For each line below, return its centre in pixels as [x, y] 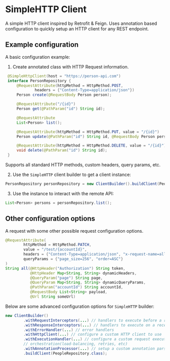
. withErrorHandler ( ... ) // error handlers [69, 330]
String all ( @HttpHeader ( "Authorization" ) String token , [65, 268]
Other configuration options [50, 219]
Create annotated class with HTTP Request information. [71, 66]
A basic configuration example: [38, 57]
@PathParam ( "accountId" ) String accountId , [77, 287]
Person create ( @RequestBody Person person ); [64, 95]
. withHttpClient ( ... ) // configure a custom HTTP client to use [93, 335]
